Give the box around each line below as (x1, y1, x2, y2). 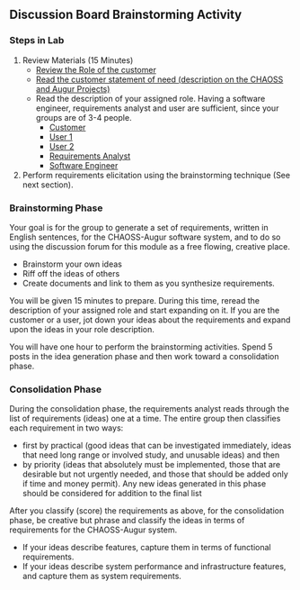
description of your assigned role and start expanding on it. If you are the (9, 304, 280, 315)
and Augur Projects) (35, 83, 110, 94)
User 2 (49, 141, 75, 151)
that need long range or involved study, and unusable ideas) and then (22, 449, 280, 460)
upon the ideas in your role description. (9, 323, 155, 334)
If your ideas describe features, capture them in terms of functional (22, 542, 271, 553)
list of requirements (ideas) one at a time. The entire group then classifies (9, 413, 281, 424)
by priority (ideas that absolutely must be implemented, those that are (22, 459, 281, 470)
